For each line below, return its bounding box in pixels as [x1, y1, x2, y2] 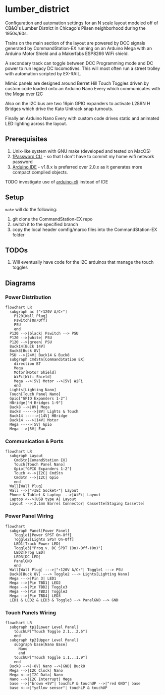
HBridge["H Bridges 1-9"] [9, 401, 63, 405]
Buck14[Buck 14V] [9, 344, 46, 349]
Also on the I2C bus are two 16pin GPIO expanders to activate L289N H [5, 100, 150, 106]
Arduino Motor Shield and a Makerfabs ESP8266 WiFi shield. [5, 51, 129, 57]
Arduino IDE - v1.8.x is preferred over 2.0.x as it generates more [12, 164, 143, 170]
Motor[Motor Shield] [14, 370, 56, 375]
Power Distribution [5, 293, 51, 300]
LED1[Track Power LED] [14, 541, 61, 546]
